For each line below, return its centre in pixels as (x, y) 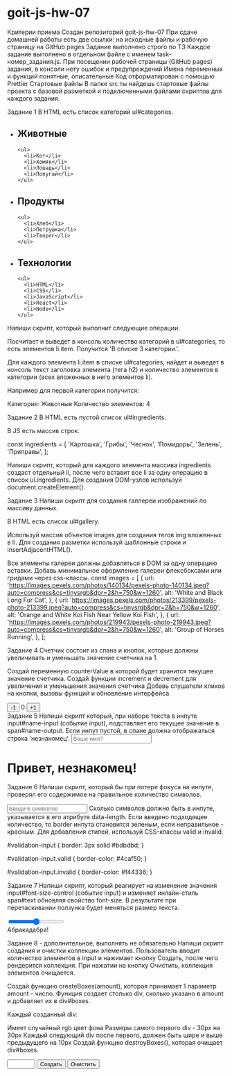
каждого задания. (34, 98)
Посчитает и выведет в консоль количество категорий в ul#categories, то (116, 342)
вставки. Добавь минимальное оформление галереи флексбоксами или (114, 571)
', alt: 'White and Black (191, 593)
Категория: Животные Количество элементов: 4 (79, 404)
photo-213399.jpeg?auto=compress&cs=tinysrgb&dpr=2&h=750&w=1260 (112, 607)
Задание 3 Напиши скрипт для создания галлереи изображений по (107, 501)
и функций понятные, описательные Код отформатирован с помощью (111, 76)
